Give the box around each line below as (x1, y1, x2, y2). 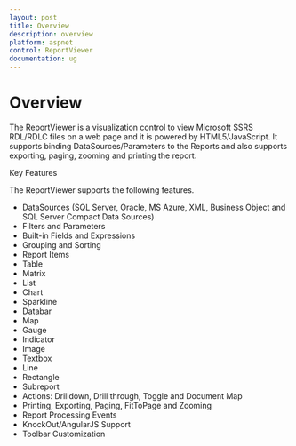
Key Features (9, 167, 58, 178)
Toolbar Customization (21, 428, 106, 439)
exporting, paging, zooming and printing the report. (9, 150, 197, 161)
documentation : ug (9, 54, 77, 63)
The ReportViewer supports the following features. (9, 184, 195, 195)
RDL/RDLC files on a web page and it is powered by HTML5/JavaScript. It (9, 131, 278, 142)
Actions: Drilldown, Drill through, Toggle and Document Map (21, 390, 243, 401)
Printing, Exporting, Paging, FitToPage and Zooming (21, 400, 212, 410)
